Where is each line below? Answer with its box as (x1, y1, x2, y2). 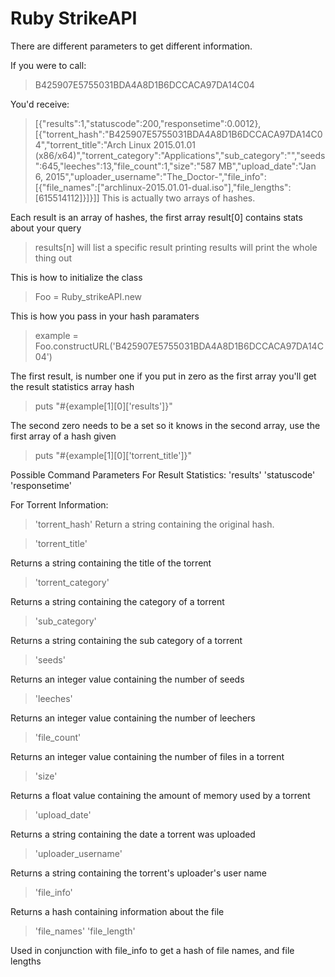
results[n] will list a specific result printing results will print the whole (34, 241, 318, 253)
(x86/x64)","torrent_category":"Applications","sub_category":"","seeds (34, 149, 326, 161)
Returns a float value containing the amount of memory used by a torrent (10, 789, 311, 801)
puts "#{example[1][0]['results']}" (34, 400, 173, 412)
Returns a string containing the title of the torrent (10, 557, 212, 569)
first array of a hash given (10, 430, 117, 442)
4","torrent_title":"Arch (34, 138, 127, 151)
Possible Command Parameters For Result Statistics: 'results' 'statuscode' (10, 468, 316, 481)
